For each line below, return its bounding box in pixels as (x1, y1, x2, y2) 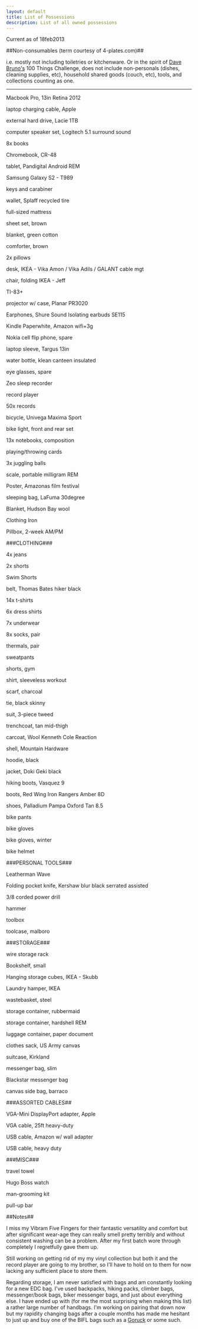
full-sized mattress (6, 209, 52, 216)
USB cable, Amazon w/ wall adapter (6, 1133, 93, 1140)
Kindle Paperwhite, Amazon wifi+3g (6, 322, 93, 330)
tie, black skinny (6, 700, 46, 707)
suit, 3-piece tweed (6, 711, 54, 718)
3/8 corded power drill (6, 893, 61, 901)
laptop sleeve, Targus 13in (6, 345, 70, 352)
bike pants (6, 814, 32, 821)
